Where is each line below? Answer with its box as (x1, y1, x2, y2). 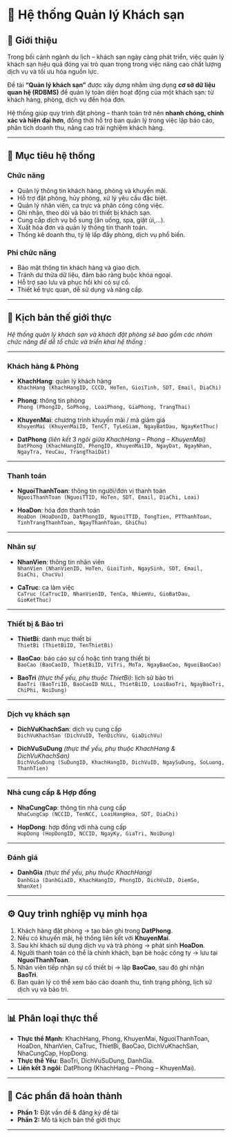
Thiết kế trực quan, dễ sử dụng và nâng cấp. (17, 285, 144, 294)
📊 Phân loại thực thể (7, 1013, 98, 1024)
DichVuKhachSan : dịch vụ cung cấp (17, 725, 122, 734)
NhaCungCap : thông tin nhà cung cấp (17, 803, 126, 812)
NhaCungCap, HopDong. (17, 1049, 88, 1057)
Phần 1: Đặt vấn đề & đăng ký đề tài (17, 1109, 119, 1117)
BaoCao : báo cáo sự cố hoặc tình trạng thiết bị (17, 653, 151, 662)
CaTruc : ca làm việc (17, 583, 75, 591)
